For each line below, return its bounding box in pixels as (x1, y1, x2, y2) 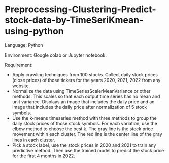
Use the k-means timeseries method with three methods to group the (12, 115, 157, 121)
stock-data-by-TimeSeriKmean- (5, 14, 144, 26)
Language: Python (5, 42, 44, 48)
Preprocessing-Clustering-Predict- (5, 4, 156, 15)
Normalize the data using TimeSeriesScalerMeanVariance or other (12, 88, 151, 94)
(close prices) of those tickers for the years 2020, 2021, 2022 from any (12, 77, 161, 83)
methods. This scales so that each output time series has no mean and (12, 93, 160, 99)
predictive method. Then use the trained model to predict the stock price (12, 147, 164, 153)
